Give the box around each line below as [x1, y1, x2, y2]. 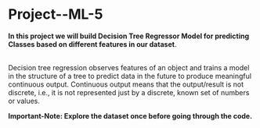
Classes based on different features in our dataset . [8, 39, 177, 48]
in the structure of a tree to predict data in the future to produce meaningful [8, 71, 252, 80]
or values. [8, 96, 41, 105]
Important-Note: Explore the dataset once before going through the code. [8, 111, 253, 120]
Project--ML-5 [8, 5, 103, 23]
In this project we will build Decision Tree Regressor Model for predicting [8, 31, 250, 41]
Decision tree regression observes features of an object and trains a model [8, 62, 250, 72]
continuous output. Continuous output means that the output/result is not [8, 80, 244, 89]
